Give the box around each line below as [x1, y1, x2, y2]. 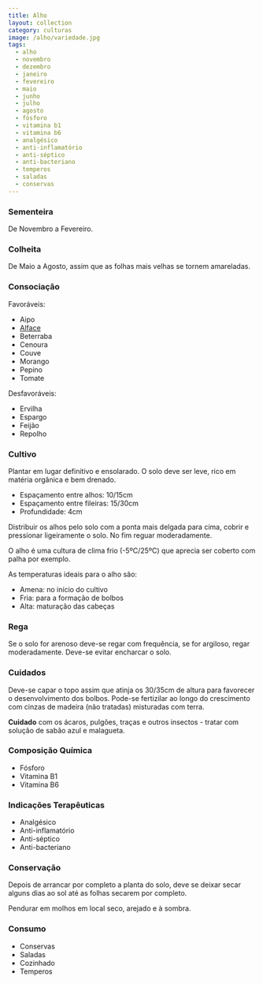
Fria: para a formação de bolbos [19, 593, 124, 602]
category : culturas [8, 26, 72, 34]
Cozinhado [19, 958, 55, 967]
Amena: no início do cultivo [19, 584, 109, 594]
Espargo [19, 412, 47, 422]
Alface [19, 322, 41, 332]
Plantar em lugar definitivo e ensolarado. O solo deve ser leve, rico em [8, 466, 236, 475]
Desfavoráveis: [8, 388, 57, 398]
